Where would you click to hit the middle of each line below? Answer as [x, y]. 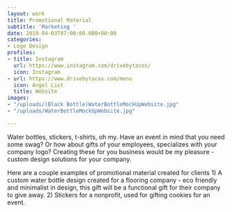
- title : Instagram [36, 59]
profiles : [22, 53]
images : [18, 98]
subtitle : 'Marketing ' [42, 26]
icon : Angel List [39, 85]
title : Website [36, 91]
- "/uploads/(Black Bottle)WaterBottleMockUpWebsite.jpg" [93, 105]
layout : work [26, 14]
